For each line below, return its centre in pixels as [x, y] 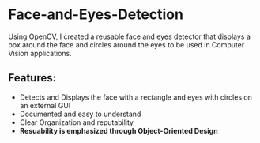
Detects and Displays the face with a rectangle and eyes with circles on [136, 97]
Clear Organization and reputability [77, 122]
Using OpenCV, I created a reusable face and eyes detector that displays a [129, 36]
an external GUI [45, 105]
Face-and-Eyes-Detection [96, 15]
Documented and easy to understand [80, 114]
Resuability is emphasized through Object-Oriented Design [119, 130]
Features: [32, 78]
